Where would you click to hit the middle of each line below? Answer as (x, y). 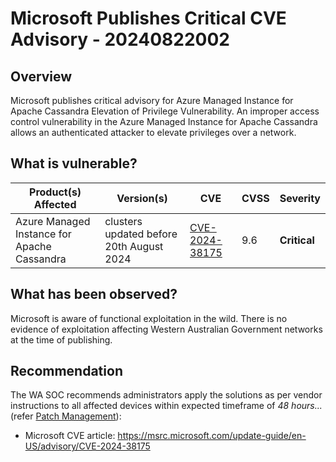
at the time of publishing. (61, 339)
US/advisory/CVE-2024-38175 (87, 446)
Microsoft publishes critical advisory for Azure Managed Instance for (152, 100)
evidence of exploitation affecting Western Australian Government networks (166, 329)
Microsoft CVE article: (70, 436)
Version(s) (142, 198)
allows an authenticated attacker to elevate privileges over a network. (153, 132)
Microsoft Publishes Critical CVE (148, 18)
